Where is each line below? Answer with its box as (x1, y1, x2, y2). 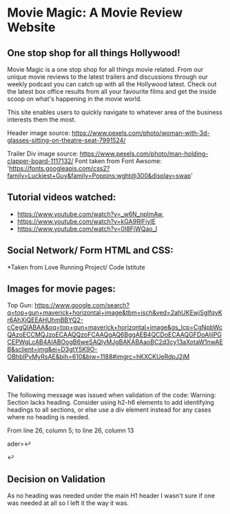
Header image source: (7, 129, 71, 137)
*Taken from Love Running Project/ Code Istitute (7, 263, 146, 271)
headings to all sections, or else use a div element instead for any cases (7, 406, 211, 414)
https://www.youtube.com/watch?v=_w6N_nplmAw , (17, 209, 164, 218)
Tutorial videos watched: (7, 191, 116, 203)
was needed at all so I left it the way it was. (7, 499, 129, 507)
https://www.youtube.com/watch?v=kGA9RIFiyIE (17, 217, 156, 225)
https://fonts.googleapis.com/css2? (9, 164, 110, 172)
